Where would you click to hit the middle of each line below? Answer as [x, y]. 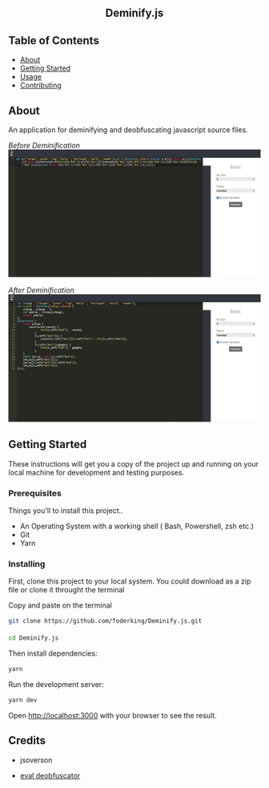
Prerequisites [35, 493]
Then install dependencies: [53, 653]
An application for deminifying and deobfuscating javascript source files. [128, 130]
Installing [27, 564]
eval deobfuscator [50, 775]
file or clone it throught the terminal [66, 590]
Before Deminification [44, 145]
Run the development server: [56, 684]
